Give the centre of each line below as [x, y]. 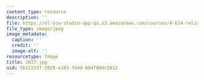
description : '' [27, 17]
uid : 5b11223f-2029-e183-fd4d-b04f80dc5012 [62, 68]
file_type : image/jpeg [35, 29]
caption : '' [27, 40]
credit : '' [25, 46]
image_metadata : [27, 34]
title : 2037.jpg [27, 62]
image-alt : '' [29, 51]
